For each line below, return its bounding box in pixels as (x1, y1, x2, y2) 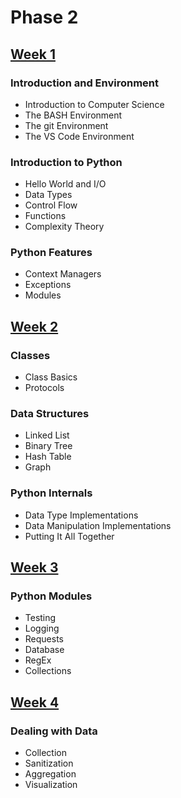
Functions (24, 210, 67, 222)
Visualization (24, 779, 78, 791)
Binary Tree (24, 440, 73, 452)
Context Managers (24, 268, 102, 280)
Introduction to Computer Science (24, 98, 165, 110)
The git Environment (24, 119, 109, 131)
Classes (10, 348, 51, 362)
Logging (24, 622, 60, 635)
